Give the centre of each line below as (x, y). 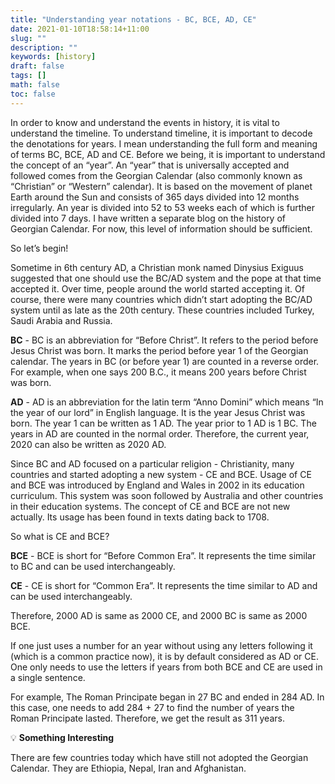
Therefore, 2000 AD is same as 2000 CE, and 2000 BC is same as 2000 (159, 615)
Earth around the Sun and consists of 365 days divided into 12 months (155, 197)
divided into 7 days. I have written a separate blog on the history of (148, 218)
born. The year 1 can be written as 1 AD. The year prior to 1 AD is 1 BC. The (163, 423)
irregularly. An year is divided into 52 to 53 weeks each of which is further (162, 207)
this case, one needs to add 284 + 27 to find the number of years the (152, 707)
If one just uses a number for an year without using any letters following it (161, 645)
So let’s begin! (39, 248)
